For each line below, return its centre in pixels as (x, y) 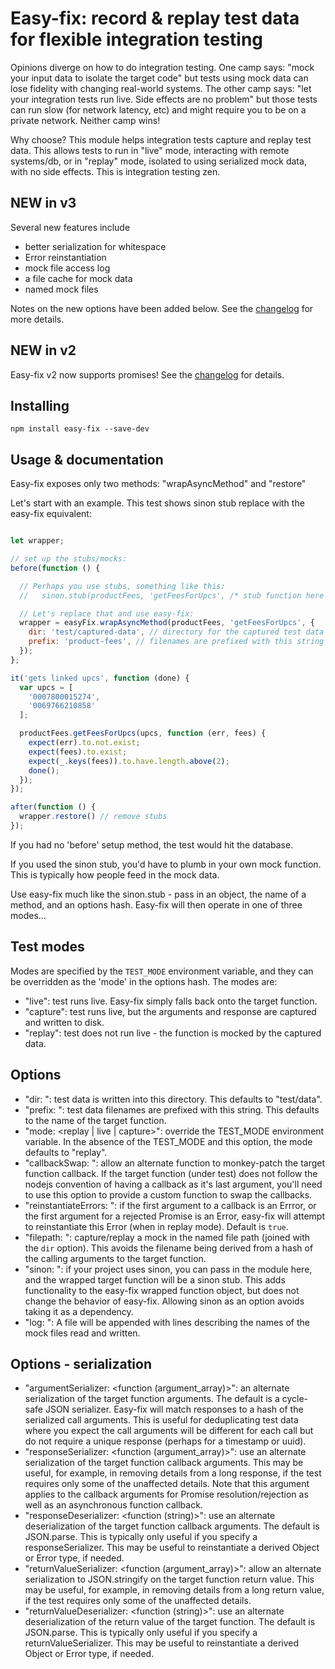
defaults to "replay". (66, 1152)
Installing (40, 405)
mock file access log (67, 268)
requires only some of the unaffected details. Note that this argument (167, 1484)
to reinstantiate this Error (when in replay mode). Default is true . (156, 1226)
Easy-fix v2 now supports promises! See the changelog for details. (147, 374)
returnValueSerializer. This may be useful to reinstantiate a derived (162, 1643)
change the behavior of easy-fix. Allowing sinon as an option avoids (164, 1301)
